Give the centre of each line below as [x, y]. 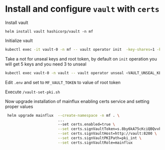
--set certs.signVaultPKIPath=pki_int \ [99, 138]
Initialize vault [19, 41]
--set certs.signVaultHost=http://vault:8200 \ [107, 134]
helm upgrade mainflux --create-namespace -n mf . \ [63, 115]
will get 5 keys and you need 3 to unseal [46, 64]
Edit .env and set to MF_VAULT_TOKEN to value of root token [63, 82]
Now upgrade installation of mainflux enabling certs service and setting [77, 101]
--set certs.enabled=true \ [86, 125]
